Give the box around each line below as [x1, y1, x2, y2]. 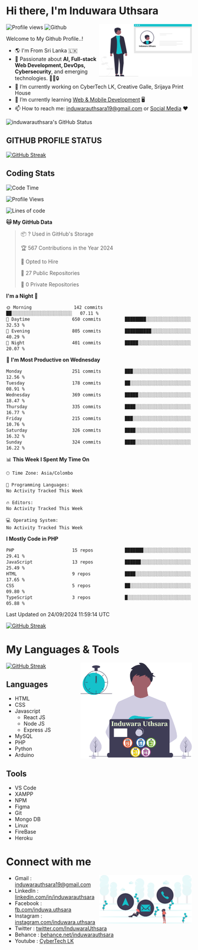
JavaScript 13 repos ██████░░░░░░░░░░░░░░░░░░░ [6, 559, 192, 565]
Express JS [23, 726, 51, 733]
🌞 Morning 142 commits [6, 304, 103, 311]
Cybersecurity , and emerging [14, 68, 88, 75]
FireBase [14, 828, 37, 835]
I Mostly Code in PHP [6, 535, 59, 542]
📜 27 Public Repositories [20, 269, 80, 276]
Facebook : [14, 900, 42, 907]
